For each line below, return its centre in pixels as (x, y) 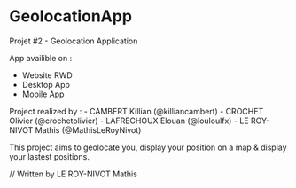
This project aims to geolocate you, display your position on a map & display (148, 147)
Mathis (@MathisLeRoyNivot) (88, 129)
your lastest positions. (50, 156)
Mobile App (43, 94)
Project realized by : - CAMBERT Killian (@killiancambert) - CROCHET (136, 111)
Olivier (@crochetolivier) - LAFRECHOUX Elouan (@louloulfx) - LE (129, 121)
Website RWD (47, 75)
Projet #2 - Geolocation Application (74, 41)
